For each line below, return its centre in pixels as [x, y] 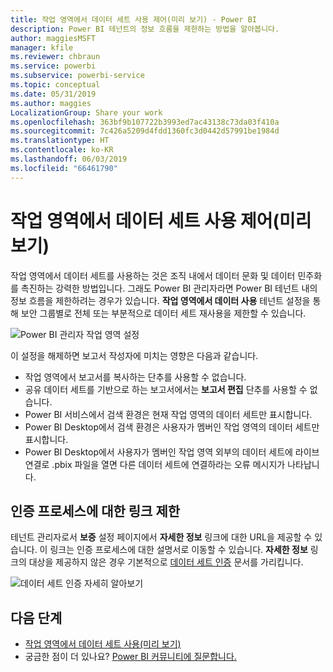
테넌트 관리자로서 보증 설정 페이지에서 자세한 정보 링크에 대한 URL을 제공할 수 [161, 537]
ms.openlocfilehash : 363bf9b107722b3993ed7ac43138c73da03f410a [145, 122]
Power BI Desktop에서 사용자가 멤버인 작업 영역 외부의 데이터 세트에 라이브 [172, 452]
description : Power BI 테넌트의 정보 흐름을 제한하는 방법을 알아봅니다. [145, 29]
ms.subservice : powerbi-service [77, 76]
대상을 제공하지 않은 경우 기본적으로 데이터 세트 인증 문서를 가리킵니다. [166, 562]
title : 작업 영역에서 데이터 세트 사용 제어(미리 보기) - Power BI [133, 19]
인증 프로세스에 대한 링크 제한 [95, 511]
